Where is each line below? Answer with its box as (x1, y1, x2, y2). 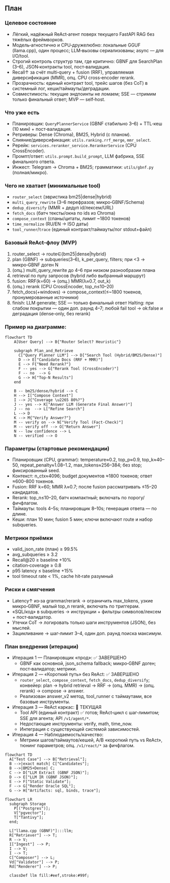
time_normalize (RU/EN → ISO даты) (12, 221, 89, 227)
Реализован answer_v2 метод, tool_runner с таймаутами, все (19, 693, 152, 700)
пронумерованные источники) (12, 294, 79, 300)
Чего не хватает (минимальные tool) (5, 182, 101, 189)
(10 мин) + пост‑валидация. (12, 126, 72, 132)
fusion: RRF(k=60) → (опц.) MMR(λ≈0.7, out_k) (12, 278, 111, 284)
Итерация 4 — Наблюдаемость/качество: (12, 732, 104, 738)
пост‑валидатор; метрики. (19, 666, 77, 672)
